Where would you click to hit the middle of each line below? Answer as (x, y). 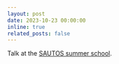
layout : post (26, 14)
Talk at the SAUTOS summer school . (59, 53)
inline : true (26, 27)
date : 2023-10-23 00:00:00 (47, 20)
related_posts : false (39, 33)
